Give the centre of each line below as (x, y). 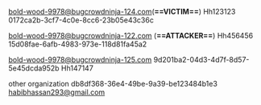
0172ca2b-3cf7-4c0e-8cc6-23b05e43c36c (81, 20)
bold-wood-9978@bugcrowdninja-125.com (80, 60)
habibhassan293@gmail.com (57, 92)
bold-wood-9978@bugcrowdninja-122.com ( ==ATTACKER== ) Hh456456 (131, 36)
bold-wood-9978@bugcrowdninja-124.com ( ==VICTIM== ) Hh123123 (122, 12)
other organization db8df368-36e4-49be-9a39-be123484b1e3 (113, 84)
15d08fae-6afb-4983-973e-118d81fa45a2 (78, 44)
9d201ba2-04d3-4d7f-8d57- (201, 60)
